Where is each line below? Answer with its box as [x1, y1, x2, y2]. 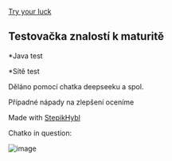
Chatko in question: [8, 128, 72, 138]
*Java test [8, 51, 43, 61]
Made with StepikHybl [8, 112, 81, 122]
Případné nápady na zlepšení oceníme [8, 97, 135, 107]
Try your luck [8, 7, 52, 16]
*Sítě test [8, 66, 40, 76]
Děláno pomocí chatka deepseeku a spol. [8, 81, 144, 91]
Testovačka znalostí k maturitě [8, 29, 165, 43]
